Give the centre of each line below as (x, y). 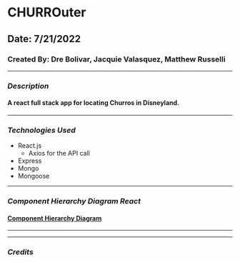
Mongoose (34, 176)
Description (28, 86)
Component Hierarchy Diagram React (74, 201)
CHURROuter (47, 12)
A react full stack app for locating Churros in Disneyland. (94, 103)
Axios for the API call (59, 153)
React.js (30, 146)
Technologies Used (42, 130)
